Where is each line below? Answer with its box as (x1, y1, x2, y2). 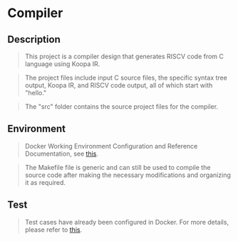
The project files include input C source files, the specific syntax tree (24, 73, 228, 82)
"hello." (24, 89, 47, 97)
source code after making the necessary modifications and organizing (24, 171, 232, 179)
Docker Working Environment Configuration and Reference (24, 141, 198, 150)
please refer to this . (24, 225, 83, 234)
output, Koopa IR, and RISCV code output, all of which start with (24, 81, 213, 90)
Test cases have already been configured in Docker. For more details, (24, 218, 229, 226)
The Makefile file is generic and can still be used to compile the (24, 163, 211, 171)
